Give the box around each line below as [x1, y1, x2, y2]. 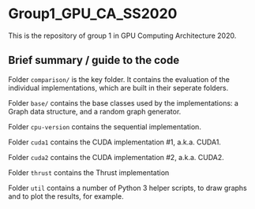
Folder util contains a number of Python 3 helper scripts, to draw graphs [8, 183, 247, 192]
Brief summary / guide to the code [8, 54, 180, 67]
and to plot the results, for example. [8, 191, 124, 201]
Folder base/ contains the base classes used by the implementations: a [8, 98, 239, 107]
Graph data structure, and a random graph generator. [8, 106, 182, 116]
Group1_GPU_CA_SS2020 [8, 5, 178, 23]
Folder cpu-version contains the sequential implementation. [8, 121, 201, 131]
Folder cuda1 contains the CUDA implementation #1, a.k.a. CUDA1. [8, 137, 221, 147]
